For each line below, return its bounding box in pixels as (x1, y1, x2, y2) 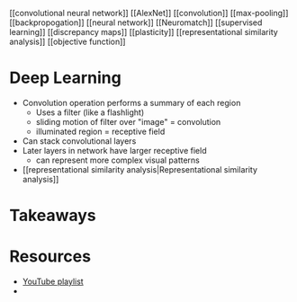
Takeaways (9, 206, 96, 226)
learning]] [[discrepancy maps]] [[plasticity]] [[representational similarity (9, 27, 279, 37)
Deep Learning (9, 67, 121, 88)
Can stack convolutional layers (22, 135, 137, 147)
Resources (9, 246, 92, 267)
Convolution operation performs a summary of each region (22, 97, 241, 108)
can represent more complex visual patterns (35, 155, 200, 165)
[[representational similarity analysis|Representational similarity (22, 164, 258, 174)
